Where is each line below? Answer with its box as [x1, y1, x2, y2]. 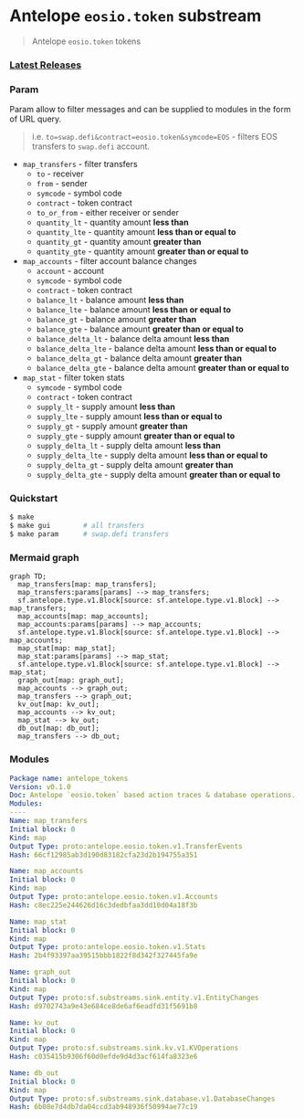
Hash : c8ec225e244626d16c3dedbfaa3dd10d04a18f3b [9, 901, 198, 910]
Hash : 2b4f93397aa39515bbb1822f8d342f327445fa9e [9, 951, 198, 960]
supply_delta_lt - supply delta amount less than [36, 440, 221, 451]
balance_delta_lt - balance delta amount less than [36, 333, 230, 344]
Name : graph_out [9, 967, 71, 977]
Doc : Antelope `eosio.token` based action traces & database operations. [9, 791, 297, 800]
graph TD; [9, 572, 47, 581]
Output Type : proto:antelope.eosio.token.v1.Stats [9, 943, 206, 952]
